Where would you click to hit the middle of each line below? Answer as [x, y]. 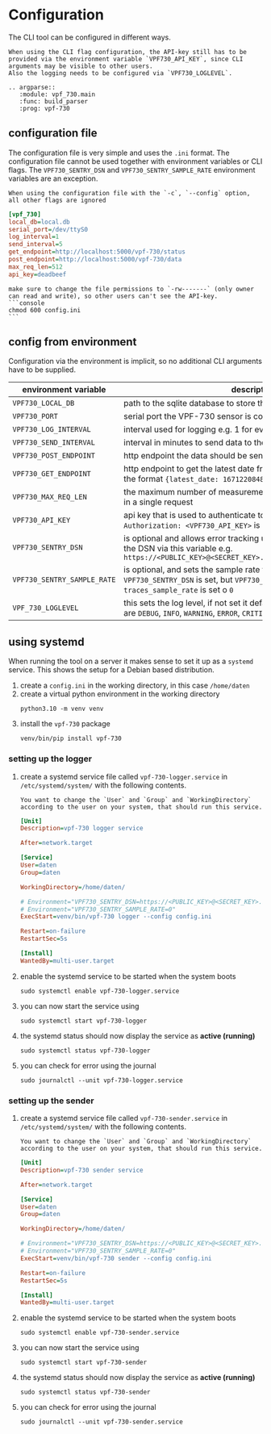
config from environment [73, 342]
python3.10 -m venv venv [62, 709]
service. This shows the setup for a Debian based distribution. [112, 670]
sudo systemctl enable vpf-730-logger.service [100, 991]
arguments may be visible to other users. [81, 66]
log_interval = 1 [34, 237]
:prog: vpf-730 [44, 108]
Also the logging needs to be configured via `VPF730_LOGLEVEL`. [120, 73]
